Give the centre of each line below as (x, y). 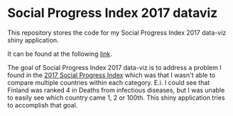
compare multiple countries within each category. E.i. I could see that (109, 82)
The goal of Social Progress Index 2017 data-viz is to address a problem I (114, 67)
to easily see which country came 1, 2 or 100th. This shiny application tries (116, 98)
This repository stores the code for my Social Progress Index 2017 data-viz (117, 33)
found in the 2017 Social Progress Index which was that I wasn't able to (111, 75)
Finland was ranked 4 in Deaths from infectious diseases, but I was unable (116, 90)
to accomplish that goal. (43, 105)
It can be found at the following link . (60, 54)
